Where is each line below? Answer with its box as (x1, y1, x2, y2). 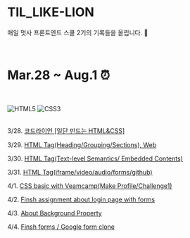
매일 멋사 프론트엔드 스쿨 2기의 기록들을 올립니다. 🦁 (7, 28, 148, 37)
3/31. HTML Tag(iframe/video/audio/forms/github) (7, 168, 153, 176)
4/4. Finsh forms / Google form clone (7, 223, 115, 231)
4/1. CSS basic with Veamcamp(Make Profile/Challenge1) (7, 181, 172, 190)
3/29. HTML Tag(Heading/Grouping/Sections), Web (7, 140, 157, 149)
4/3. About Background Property (7, 208, 102, 217)
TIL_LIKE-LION (7, 4, 95, 20)
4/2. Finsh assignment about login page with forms (7, 195, 156, 203)
